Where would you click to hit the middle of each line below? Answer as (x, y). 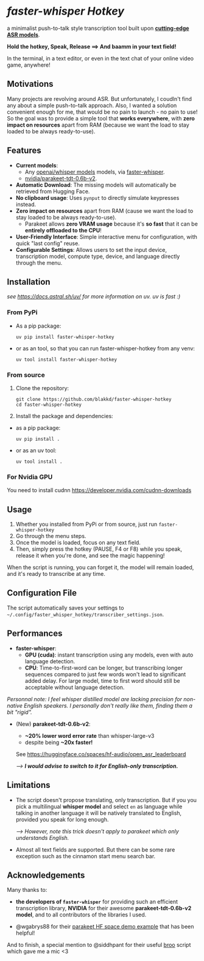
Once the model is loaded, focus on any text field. (78, 543)
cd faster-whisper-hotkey (48, 405)
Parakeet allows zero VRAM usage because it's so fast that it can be (111, 224)
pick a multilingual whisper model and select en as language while (99, 806)
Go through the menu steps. (51, 536)
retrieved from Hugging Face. (53, 191)
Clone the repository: (42, 388)
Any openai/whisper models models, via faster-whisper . (95, 172)
